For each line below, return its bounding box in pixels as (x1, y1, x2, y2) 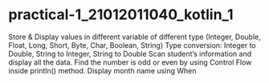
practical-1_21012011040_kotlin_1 (8, 6, 234, 24)
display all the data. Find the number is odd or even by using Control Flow (8, 57, 252, 67)
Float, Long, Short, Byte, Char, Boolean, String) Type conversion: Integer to (8, 40, 257, 49)
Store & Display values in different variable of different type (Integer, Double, (8, 32, 261, 41)
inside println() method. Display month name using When (8, 65, 197, 75)
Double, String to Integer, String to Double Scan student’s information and (8, 49, 251, 58)
